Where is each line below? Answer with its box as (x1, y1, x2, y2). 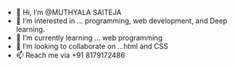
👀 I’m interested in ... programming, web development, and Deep (15, 16, 228, 26)
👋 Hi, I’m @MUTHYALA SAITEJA (15, 8, 122, 17)
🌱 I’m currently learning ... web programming (15, 33, 163, 42)
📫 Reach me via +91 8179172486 (15, 50, 126, 60)
